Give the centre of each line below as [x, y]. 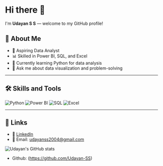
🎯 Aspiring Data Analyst [36, 50]
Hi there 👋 [25, 10]
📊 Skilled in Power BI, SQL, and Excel [49, 56]
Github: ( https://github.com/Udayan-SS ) [52, 158]
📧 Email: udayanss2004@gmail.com [48, 139]
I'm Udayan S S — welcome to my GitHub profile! [54, 23]
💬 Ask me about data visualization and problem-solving [67, 68]
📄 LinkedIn [23, 134]
